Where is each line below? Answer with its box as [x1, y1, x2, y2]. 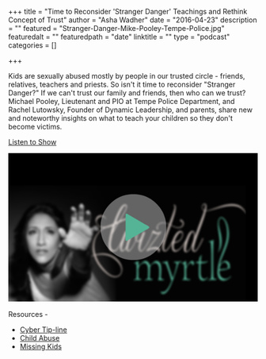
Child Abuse [19, 333, 60, 342]
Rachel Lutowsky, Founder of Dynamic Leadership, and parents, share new [8, 105, 253, 114]
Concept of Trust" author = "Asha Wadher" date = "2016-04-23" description [8, 15, 257, 25]
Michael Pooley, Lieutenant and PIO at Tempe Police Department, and [8, 97, 235, 106]
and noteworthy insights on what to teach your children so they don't [8, 114, 234, 122]
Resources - [8, 309, 48, 318]
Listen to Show [8, 137, 57, 146]
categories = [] [8, 41, 57, 50]
